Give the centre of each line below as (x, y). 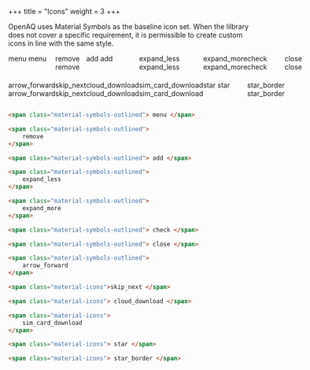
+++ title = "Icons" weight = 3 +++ (64, 11)
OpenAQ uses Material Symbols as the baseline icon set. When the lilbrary (129, 26)
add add (100, 59)
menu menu (28, 59)
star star (217, 85)
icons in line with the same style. (61, 43)
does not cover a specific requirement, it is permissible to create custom (125, 35)
